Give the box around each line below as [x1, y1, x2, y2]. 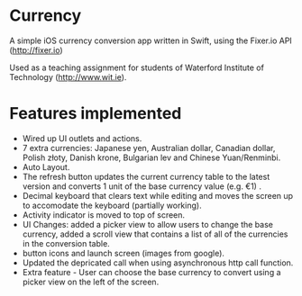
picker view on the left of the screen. [22, 276, 160, 287]
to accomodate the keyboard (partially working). [22, 200, 202, 211]
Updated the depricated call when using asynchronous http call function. [22, 257, 294, 268]
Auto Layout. [22, 161, 70, 172]
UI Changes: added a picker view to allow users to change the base [22, 219, 273, 229]
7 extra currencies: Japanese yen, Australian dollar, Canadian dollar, [22, 142, 276, 153]
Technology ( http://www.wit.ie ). [9, 71, 127, 82]
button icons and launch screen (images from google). [22, 247, 225, 258]
